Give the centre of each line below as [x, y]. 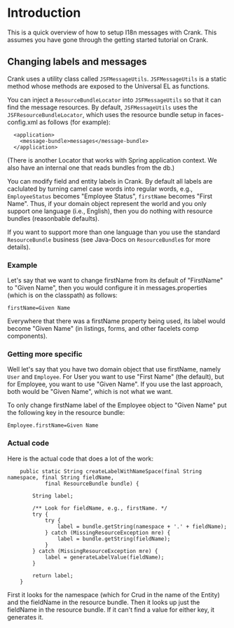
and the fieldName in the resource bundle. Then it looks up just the [104, 602]
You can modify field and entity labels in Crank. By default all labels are [110, 181]
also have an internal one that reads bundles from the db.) [91, 168]
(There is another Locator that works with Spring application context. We [112, 160]
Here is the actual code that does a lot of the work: [81, 458]
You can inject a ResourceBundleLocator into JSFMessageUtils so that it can [114, 100]
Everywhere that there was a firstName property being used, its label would [116, 321]
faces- [214, 114]
